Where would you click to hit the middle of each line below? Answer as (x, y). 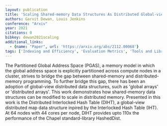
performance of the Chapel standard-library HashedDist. (63, 118)
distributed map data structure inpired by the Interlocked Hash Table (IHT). (82, 108)
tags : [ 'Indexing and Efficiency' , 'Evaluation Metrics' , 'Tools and (79, 51)
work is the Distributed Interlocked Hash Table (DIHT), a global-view (75, 102)
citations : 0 (19, 33)
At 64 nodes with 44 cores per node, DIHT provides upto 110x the (72, 113)
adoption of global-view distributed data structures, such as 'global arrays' (82, 86)
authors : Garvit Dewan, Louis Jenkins (45, 19)
